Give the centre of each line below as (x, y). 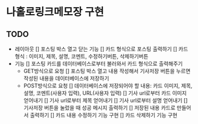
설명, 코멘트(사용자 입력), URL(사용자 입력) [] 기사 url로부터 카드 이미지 (105, 93)
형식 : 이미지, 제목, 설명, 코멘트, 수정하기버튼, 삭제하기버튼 (82, 56)
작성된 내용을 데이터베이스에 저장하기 (66, 78)
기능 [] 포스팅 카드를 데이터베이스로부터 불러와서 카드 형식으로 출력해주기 (99, 63)
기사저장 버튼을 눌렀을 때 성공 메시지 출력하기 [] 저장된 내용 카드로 (99, 108)
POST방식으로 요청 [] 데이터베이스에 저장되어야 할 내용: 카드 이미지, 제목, (108, 86)
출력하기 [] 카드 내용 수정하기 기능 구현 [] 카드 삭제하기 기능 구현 (104, 115)
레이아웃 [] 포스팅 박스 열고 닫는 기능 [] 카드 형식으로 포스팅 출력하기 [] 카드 (101, 49)
